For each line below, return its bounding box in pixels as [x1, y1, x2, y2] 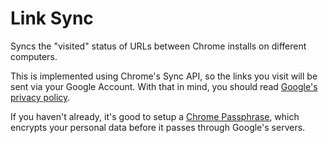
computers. [10, 50, 58, 62]
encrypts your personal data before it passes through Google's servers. [10, 121, 306, 133]
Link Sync [10, 7, 94, 30]
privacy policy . [10, 91, 71, 103]
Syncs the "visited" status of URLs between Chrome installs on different [10, 40, 307, 52]
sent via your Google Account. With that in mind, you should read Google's [10, 80, 318, 92]
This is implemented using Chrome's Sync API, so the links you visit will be [10, 70, 318, 82]
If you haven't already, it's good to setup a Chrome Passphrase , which [10, 110, 300, 122]
